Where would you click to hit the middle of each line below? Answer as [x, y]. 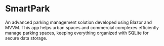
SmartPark [28, 9]
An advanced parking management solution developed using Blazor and [79, 22]
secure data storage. [26, 38]
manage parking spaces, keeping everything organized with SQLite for [77, 33]
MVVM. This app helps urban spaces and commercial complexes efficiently [82, 27]
